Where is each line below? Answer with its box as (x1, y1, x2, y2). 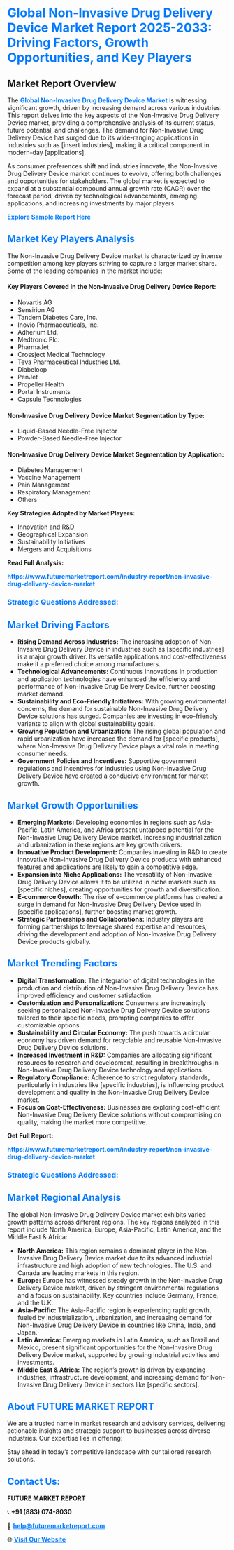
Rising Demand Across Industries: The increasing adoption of (17, 638, 198, 646)
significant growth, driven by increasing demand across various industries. (7, 104, 222, 112)
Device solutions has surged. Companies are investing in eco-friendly (17, 712, 218, 720)
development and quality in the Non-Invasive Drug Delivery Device (17, 1088, 210, 1096)
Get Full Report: (7, 1131, 54, 1140)
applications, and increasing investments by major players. (7, 199, 176, 208)
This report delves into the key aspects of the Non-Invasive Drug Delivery (7, 111, 219, 119)
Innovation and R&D (17, 523, 75, 531)
